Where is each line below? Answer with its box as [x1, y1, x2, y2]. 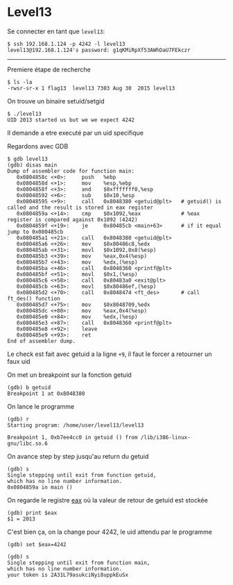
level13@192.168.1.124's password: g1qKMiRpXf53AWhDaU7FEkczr [7, 46, 191, 53]
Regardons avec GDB [7, 142, 69, 150]
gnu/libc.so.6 [7, 440, 49, 447]
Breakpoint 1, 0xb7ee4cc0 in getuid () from [7, 434, 138, 441]
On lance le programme [7, 402, 75, 410]
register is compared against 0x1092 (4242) [7, 216, 138, 223]
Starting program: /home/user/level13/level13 [7, 421, 144, 429]
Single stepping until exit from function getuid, [7, 471, 157, 479]
